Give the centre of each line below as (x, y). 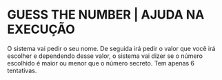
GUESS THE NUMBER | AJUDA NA (106, 15)
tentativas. (22, 70)
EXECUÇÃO (41, 29)
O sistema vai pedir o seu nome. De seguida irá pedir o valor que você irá (111, 48)
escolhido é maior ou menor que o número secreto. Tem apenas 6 (101, 63)
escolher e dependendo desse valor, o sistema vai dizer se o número (105, 56)
